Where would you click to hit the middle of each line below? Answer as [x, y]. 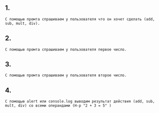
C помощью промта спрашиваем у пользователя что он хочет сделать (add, [80, 19]
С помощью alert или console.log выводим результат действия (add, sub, [80, 101]
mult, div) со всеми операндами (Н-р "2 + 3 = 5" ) [58, 106]
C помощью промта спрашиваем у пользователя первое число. [66, 49]
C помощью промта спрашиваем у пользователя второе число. [66, 75]
